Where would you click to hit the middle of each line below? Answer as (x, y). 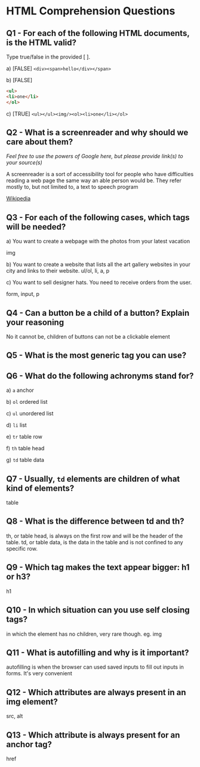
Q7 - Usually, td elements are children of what (93, 478)
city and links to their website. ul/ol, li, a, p (58, 271)
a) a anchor (20, 390)
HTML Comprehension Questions (91, 11)
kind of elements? (40, 488)
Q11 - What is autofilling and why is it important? (98, 652)
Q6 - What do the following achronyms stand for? (100, 376)
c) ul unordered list (30, 413)
